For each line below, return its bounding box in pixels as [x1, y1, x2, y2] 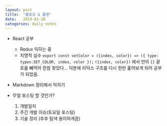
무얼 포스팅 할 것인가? [12, 92, 55, 98]
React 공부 [12, 35, 34, 41]
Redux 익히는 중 [19, 46, 52, 52]
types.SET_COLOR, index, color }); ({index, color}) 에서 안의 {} [19, 58, 155, 65]
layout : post [5, 7, 32, 12]
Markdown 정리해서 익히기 [12, 82, 65, 88]
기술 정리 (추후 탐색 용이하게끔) [19, 115, 81, 121]
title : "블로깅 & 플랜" [5, 12, 51, 17]
